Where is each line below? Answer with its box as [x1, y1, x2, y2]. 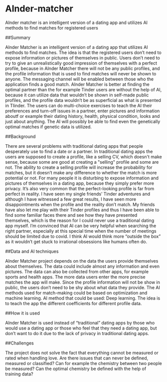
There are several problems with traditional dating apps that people [5, 143, 143, 149]
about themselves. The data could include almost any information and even [5, 263, 160, 269]
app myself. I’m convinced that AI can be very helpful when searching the [5, 223, 157, 229]
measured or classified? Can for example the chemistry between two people [5, 360, 162, 366]
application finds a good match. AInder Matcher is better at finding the [5, 81, 150, 87]
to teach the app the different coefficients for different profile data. [5, 300, 142, 306]
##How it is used [5, 310, 40, 316]
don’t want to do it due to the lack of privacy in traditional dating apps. [5, 330, 150, 336]
